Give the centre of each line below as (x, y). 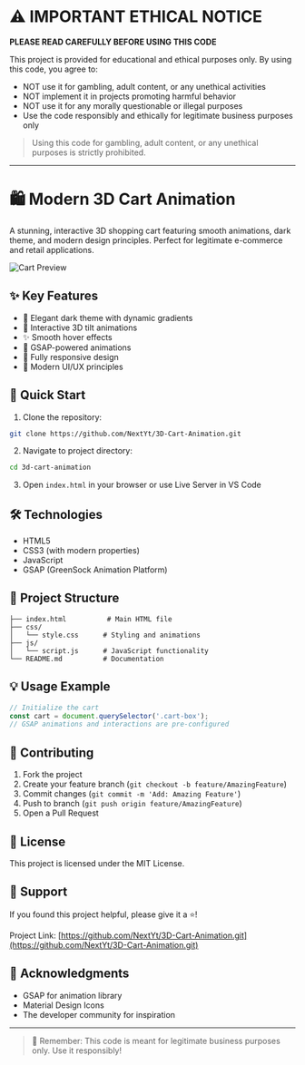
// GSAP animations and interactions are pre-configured (119, 724)
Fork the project (53, 775)
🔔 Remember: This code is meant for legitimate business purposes (156, 1041)
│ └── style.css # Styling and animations (105, 635)
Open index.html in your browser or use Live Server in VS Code (142, 485)
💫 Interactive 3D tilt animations (80, 327)
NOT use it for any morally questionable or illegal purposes (133, 105)
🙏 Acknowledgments (69, 974)
